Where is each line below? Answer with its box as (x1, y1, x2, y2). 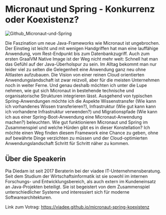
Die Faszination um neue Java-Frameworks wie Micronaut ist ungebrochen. (5, 40, 160, 46)
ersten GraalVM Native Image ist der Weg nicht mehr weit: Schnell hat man (5, 56, 158, 62)
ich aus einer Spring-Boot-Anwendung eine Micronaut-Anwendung (5, 114, 143, 120)
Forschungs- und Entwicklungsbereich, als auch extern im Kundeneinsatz (5, 178, 156, 184)
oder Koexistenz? (5, 14, 80, 25)
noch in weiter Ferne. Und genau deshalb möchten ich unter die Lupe (5, 82, 147, 88)
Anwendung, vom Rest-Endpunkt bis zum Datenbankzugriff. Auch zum (5, 51, 150, 57)
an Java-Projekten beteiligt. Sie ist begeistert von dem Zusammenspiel (5, 184, 150, 190)
